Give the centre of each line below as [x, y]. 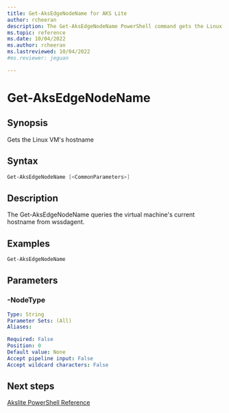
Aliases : [20, 327]
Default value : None [37, 352]
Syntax [23, 161]
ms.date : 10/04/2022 [37, 39]
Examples [28, 243]
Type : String [26, 314]
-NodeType [26, 300]
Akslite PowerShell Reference [49, 403]
